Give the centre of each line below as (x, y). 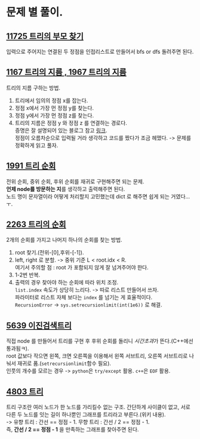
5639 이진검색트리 (39, 325)
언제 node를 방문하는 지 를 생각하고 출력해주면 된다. (66, 189)
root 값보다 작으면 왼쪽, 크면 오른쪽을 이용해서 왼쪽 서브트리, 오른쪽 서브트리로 (97, 356)
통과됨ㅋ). (18, 349)
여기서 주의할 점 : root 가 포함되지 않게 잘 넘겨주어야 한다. (82, 268)
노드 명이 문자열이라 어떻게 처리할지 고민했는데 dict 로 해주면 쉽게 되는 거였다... (98, 196)
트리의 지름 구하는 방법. (33, 88)
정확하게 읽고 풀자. (36, 145)
